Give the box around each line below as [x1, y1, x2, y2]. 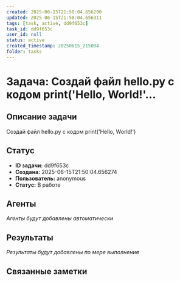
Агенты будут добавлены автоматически [6, 215, 114, 222]
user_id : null [6, 32, 43, 38]
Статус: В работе [15, 181, 61, 189]
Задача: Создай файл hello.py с [6, 74, 175, 88]
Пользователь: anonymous [15, 175, 86, 182]
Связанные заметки [6, 266, 88, 277]
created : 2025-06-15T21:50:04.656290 [6, 9, 102, 15]
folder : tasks [6, 49, 43, 55]
